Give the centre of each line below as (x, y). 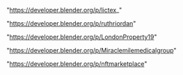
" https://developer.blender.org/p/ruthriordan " (71, 23)
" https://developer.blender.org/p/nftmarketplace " (77, 64)
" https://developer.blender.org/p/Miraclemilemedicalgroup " (91, 50)
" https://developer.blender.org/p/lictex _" (64, 10)
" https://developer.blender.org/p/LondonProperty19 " (82, 37)
